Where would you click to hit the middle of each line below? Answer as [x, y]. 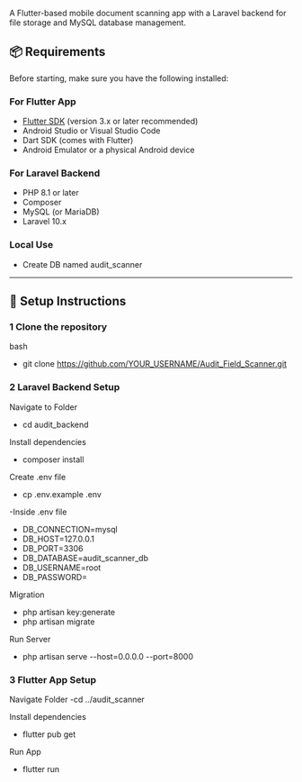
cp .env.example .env [62, 494]
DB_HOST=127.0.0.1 [58, 539]
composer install [53, 459]
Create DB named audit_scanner [82, 264]
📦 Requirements [58, 52]
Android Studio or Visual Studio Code [91, 131]
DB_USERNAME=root [62, 568]
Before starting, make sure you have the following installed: [119, 78]
